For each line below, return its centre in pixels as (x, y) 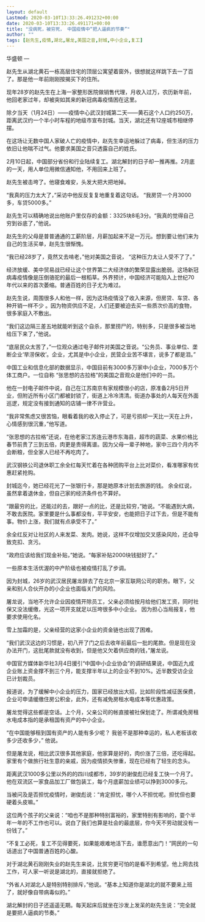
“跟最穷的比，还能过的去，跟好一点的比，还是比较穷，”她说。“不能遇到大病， (102, 506)
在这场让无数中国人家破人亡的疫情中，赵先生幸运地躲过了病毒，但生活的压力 (103, 141)
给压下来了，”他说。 (31, 334)
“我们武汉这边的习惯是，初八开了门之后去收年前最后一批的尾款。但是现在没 (101, 643)
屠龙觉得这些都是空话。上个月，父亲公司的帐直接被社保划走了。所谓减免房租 (103, 712)
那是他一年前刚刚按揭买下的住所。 (59, 79)
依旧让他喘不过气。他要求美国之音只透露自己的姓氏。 (73, 148)
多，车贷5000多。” (29, 203)
